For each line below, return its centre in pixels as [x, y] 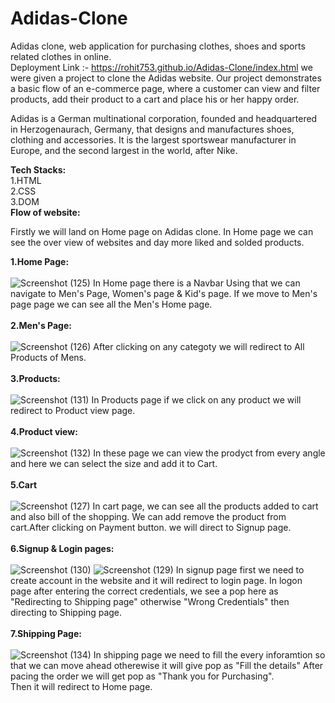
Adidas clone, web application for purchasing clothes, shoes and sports [158, 46]
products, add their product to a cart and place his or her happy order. [155, 99]
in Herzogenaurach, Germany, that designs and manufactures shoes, [152, 129]
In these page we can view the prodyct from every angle [209, 453]
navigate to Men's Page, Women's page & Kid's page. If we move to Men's [164, 293]
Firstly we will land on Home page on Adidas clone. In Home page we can [162, 231]
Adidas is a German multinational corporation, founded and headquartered [164, 118]
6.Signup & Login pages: [62, 548]
